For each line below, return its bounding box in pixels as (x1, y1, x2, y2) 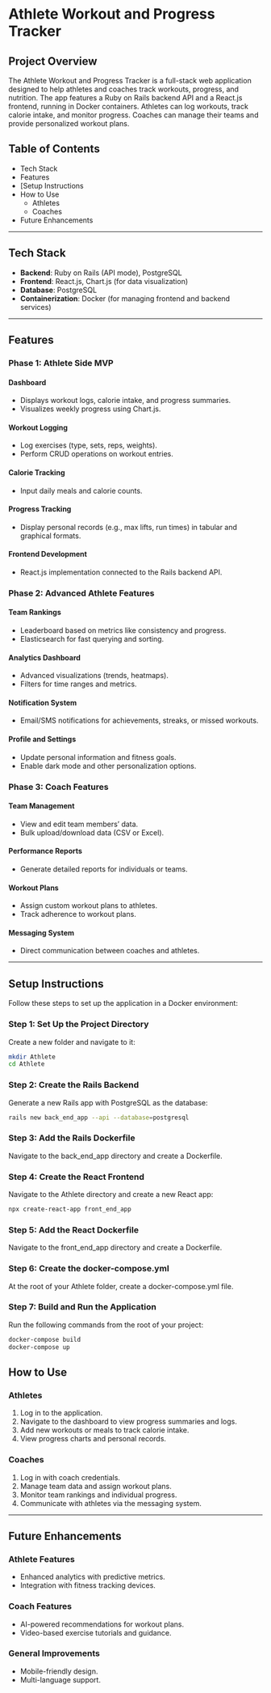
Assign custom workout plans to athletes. (19, 901, 158, 910)
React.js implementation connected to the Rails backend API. (19, 567, 223, 577)
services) (19, 302, 52, 312)
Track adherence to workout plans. (19, 910, 137, 919)
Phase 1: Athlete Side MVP (8, 357, 115, 368)
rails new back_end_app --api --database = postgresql (8, 1114, 190, 1122)
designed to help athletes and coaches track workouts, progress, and (8, 84, 240, 94)
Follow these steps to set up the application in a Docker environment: (8, 999, 238, 1008)
